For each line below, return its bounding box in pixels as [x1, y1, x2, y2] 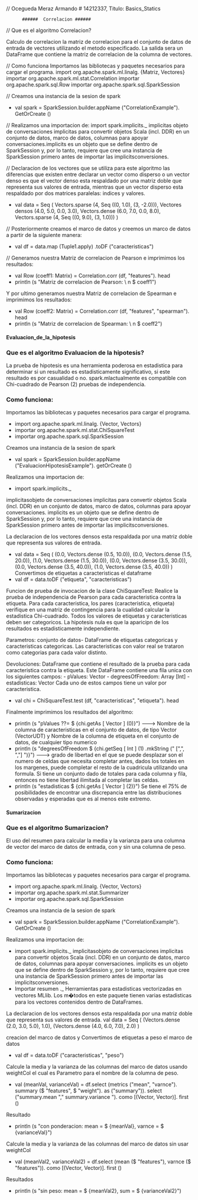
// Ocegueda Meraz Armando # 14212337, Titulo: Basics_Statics [6, 5, 161, 12]
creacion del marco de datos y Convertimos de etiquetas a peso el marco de [6, 1034, 193, 1041]
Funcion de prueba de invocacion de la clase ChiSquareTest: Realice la [6, 588, 178, 595]
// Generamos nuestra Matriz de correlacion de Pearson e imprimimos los [6, 254, 185, 261]
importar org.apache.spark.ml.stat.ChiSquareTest [14, 427, 135, 434]
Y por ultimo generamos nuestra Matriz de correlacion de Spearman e [6, 290, 177, 297]
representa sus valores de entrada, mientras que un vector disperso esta [6, 183, 183, 190]
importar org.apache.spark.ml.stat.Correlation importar [6, 75, 140, 82]
